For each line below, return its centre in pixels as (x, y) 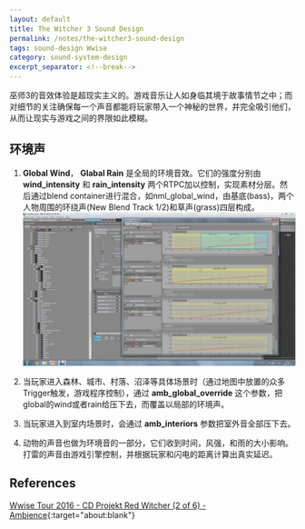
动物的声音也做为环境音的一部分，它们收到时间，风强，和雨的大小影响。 (157, 443)
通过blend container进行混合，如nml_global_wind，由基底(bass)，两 (158, 195)
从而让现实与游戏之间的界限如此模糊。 (81, 118)
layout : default (40, 19)
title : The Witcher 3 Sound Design (77, 29)
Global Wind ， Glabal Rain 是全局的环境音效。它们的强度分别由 (142, 173)
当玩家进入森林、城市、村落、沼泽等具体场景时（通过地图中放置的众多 (154, 381)
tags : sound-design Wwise (58, 48)
